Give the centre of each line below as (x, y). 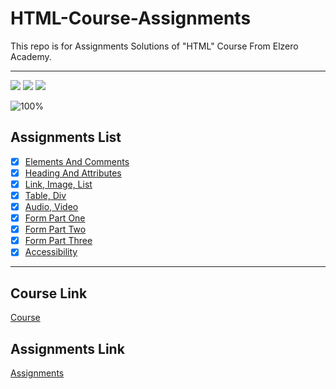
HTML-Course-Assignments (131, 18)
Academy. (31, 56)
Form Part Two (55, 229)
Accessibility (51, 252)
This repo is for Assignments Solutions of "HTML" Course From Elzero (154, 46)
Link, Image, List (58, 184)
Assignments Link (67, 348)
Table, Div (45, 195)
